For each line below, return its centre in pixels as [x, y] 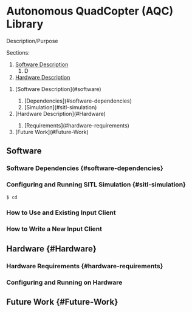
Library [25, 24]
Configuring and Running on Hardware [64, 282]
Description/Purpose [32, 41]
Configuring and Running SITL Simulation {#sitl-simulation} [96, 185]
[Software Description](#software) [58, 89]
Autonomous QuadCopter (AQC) [90, 11]
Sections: [18, 52]
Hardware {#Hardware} [52, 249]
